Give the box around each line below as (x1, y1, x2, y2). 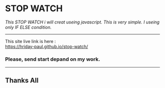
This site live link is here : (5, 38, 56, 44)
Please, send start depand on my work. (5, 56, 101, 63)
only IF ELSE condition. (5, 24, 52, 30)
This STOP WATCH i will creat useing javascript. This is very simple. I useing (5, 19, 160, 25)
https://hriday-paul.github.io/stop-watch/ (5, 44, 88, 49)
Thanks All (5, 76, 39, 85)
